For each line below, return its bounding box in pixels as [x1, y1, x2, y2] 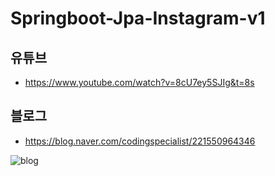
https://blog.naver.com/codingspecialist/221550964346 [24, 135, 256, 147]
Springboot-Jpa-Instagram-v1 [10, 7, 266, 30]
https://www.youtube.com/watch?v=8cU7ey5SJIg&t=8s [24, 77, 255, 88]
